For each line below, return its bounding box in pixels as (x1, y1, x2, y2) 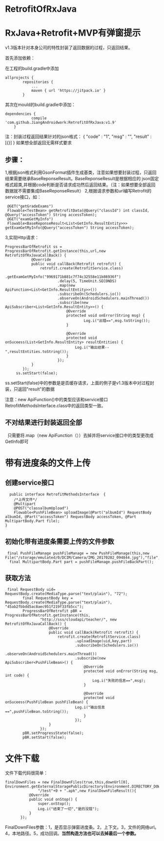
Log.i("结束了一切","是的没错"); (38, 807, 99, 812)
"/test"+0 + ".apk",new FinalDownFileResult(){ (38, 788, 137, 793)
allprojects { (5, 75, 34, 81)
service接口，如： (5, 194, 41, 200)
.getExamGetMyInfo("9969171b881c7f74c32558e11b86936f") (5, 274, 121, 279)
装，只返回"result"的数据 (5, 386, 55, 392)
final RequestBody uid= (7, 587, 56, 592)
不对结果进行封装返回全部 (5, 418, 82, 427)
